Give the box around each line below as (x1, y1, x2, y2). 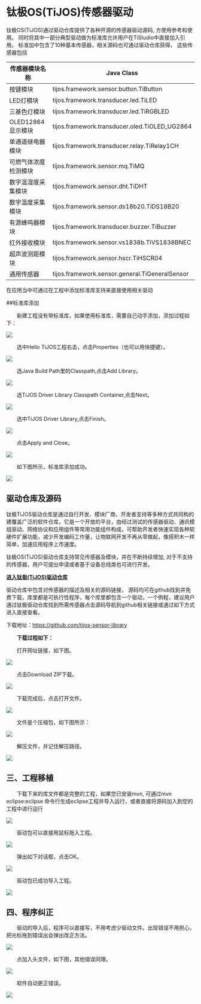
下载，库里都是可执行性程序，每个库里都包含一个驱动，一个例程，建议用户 (11, 593, 195, 600)
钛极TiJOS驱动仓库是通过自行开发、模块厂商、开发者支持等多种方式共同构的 (6, 510, 194, 518)
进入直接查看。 (6, 608, 43, 615)
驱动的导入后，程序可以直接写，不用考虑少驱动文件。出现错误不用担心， (16, 924, 195, 932)
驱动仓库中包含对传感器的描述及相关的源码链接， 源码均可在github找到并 (6, 586, 186, 593)
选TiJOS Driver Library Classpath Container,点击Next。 (16, 391, 153, 398)
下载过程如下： (17, 634, 54, 641)
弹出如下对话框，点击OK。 (16, 853, 83, 860)
